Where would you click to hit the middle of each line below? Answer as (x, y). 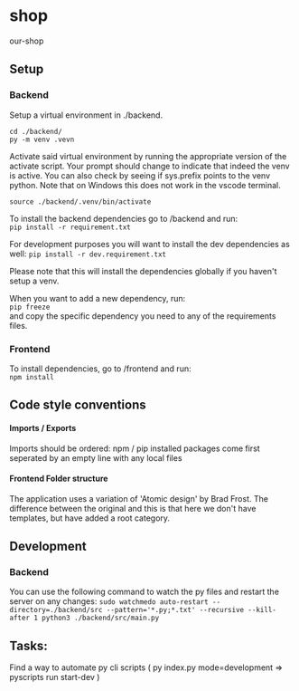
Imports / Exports (43, 427)
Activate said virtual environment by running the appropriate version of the (148, 156)
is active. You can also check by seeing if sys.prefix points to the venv (140, 175)
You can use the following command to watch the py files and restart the (145, 592)
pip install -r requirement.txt (70, 227)
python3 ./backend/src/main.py (101, 618)
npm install (32, 377)
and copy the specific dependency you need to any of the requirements (143, 316)
